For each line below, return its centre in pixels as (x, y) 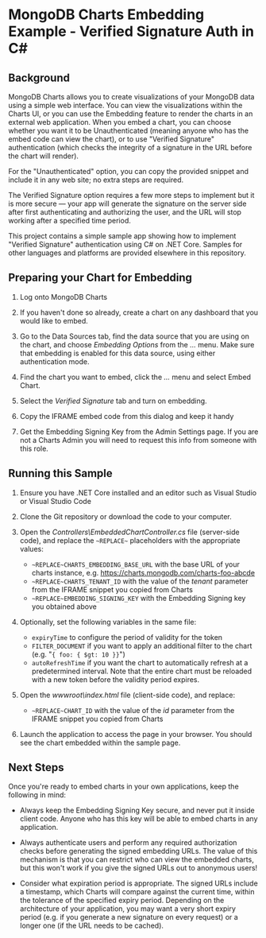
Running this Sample (60, 473)
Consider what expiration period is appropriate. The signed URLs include (139, 883)
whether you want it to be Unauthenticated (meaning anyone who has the (128, 130)
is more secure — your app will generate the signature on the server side (127, 203)
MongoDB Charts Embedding (106, 15)
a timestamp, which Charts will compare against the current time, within (137, 892)
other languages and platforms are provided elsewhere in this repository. (127, 253)
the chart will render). (44, 156)
